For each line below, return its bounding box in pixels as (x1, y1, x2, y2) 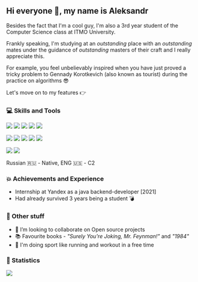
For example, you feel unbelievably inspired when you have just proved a (6, 64, 187, 71)
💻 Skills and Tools (6, 106, 61, 114)
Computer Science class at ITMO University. (6, 28, 116, 35)
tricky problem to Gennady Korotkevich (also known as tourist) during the (6, 70, 188, 78)
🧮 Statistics (6, 256, 40, 264)
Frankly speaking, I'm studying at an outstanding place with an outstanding (6, 40, 192, 47)
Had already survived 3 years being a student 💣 (14, 195, 135, 202)
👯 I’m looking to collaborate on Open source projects (14, 226, 145, 233)
